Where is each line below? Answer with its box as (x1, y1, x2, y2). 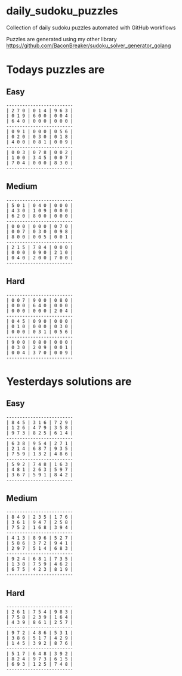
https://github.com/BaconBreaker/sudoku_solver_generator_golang (6, 42, 171, 49)
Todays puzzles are (6, 63, 105, 77)
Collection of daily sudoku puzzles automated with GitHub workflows (6, 24, 176, 31)
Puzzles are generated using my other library (6, 35, 118, 42)
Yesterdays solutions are (6, 375, 132, 388)
